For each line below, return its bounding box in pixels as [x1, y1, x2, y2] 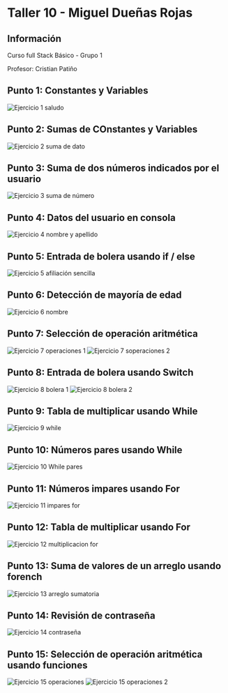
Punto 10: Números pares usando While [7, 444, 183, 456]
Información [7, 33, 61, 45]
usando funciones [7, 659, 88, 671]
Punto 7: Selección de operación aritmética [7, 328, 199, 340]
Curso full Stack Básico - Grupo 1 [7, 51, 102, 59]
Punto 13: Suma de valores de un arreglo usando [7, 560, 222, 572]
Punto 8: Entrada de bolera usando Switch [7, 367, 194, 379]
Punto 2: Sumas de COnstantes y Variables [7, 123, 198, 135]
